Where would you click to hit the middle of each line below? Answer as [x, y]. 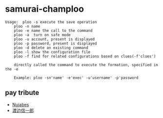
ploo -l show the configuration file [52, 52]
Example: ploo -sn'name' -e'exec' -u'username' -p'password [76, 78]
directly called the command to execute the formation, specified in [86, 65]
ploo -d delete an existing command [51, 47]
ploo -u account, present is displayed [54, 39]
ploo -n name [27, 26]
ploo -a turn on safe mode [42, 35]
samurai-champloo [45, 9]
